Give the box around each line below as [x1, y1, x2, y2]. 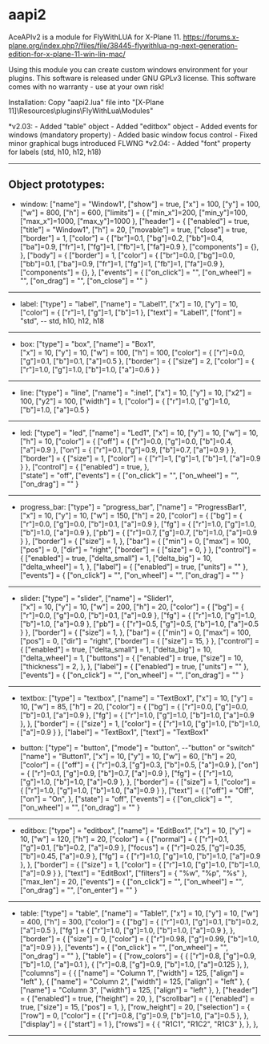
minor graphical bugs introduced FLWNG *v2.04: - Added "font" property [8, 138, 251, 148]
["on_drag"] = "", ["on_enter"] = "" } [19, 885, 138, 895]
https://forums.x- [183, 32, 239, 42]
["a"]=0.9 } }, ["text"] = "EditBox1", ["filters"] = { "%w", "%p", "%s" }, [19, 868, 247, 878]
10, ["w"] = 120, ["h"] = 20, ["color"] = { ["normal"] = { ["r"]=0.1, [19, 834, 230, 843]
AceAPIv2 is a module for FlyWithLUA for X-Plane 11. [8, 32, 182, 42]
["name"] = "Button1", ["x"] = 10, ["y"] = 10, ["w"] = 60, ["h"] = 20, [19, 751, 237, 761]
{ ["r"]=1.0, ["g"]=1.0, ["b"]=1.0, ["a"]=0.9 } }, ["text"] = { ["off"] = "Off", [19, 785, 254, 795]
